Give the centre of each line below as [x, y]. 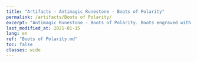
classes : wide [24, 50]
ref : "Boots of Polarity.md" [42, 39]
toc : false [19, 45]
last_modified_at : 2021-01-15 [43, 28]
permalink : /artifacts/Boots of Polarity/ [59, 17]
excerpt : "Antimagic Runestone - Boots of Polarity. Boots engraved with [99, 22]
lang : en [17, 34]
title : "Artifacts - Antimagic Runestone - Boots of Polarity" [86, 12]
